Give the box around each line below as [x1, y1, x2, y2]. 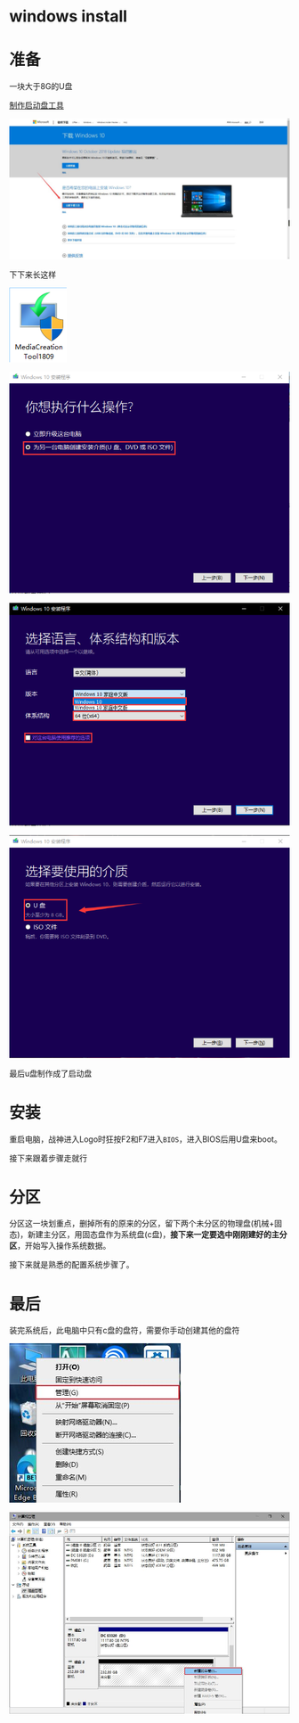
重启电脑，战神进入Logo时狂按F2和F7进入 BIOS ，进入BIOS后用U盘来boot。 [9, 1134, 282, 1145]
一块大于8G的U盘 [9, 81, 73, 92]
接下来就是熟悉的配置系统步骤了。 [9, 1259, 134, 1270]
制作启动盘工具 [9, 100, 64, 111]
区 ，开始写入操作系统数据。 [9, 1241, 111, 1251]
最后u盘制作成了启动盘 [9, 1068, 93, 1079]
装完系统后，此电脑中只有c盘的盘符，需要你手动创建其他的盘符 [9, 1325, 240, 1336]
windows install [9, 6, 127, 27]
